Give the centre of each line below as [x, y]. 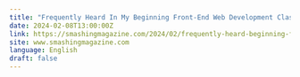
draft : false [33, 58]
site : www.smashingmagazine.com [69, 42]
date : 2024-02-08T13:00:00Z [62, 26]
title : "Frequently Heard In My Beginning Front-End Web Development [142, 17]
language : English [43, 50]
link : [19, 34]
